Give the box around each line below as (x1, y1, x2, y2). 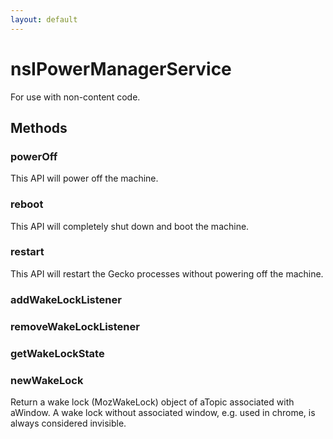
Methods (10, 119, 68, 136)
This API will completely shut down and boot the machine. (10, 220, 250, 232)
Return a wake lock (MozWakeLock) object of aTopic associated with (10, 396, 295, 408)
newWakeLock (10, 373, 84, 387)
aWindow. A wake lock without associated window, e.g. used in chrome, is (10, 406, 316, 418)
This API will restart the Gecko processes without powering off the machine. (10, 267, 324, 280)
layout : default (10, 14, 78, 25)
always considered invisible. (10, 417, 127, 429)
